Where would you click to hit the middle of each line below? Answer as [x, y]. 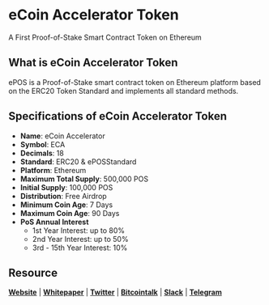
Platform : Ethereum [53, 170]
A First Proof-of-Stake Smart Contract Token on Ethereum [105, 37]
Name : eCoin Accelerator [62, 136]
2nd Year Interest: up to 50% [80, 239]
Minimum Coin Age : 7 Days [66, 205]
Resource [33, 273]
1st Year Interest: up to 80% [79, 230]
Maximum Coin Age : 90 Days [70, 213]
